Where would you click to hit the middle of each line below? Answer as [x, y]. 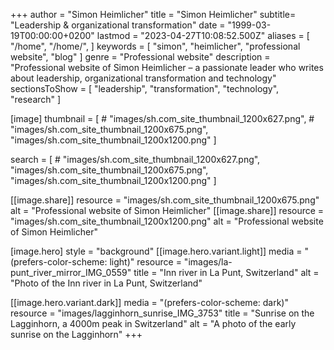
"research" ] [36, 99]
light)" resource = [145, 262]
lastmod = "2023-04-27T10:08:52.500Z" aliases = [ [203, 35]
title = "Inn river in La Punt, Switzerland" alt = [226, 272]
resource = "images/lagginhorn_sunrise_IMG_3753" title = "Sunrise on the [162, 313]
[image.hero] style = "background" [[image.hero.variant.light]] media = [156, 251]
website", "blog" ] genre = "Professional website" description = [140, 57]
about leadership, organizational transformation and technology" [143, 78]
